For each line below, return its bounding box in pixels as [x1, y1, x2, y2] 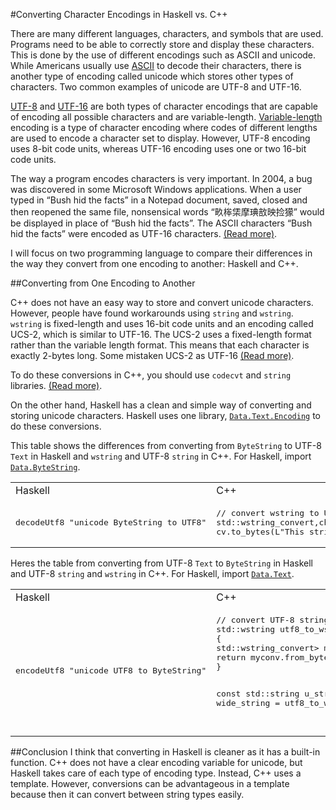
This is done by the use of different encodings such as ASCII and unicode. [10, 49, 317, 61]
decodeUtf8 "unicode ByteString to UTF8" [15, 517, 207, 528]
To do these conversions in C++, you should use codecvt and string [10, 369, 292, 381]
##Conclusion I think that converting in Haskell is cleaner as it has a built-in [10, 746, 321, 758]
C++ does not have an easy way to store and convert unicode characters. [10, 297, 314, 308]
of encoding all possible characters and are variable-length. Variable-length [10, 111, 323, 123]
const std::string [216, 689, 300, 699]
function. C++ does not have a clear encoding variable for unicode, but [10, 757, 303, 768]
